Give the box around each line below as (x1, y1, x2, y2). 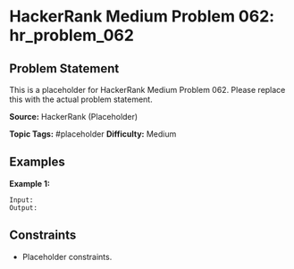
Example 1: (9, 178, 51, 189)
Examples (9, 155, 65, 170)
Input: (9, 195, 34, 205)
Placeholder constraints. (21, 251, 113, 262)
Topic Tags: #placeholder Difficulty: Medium (9, 129, 177, 139)
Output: (9, 203, 38, 212)
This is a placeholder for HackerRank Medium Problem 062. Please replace (9, 85, 286, 95)
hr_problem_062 (9, 25, 134, 46)
